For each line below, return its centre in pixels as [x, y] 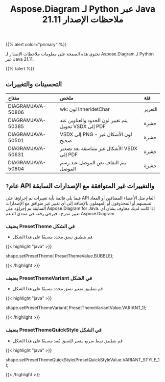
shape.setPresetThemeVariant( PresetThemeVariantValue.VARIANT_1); [76, 308]
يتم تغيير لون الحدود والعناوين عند [94, 120]
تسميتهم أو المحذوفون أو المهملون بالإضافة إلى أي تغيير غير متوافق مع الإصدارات [79, 203]
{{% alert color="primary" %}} [36, 45]
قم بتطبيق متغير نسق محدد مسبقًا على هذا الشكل [58, 289]
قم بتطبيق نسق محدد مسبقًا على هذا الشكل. [53, 237]
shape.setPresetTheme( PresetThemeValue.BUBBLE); [60, 256]
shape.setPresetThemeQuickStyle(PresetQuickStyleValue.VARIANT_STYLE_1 [82, 359]
